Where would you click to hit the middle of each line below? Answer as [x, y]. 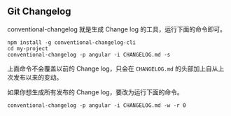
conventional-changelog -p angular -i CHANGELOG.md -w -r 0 [97, 105]
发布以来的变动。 [38, 77]
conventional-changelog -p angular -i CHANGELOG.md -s [89, 55]
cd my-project [28, 48]
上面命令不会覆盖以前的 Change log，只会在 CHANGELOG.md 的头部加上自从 [113, 68]
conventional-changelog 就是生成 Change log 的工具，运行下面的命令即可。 [117, 29]
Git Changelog [39, 12]
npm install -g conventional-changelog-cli [72, 42]
